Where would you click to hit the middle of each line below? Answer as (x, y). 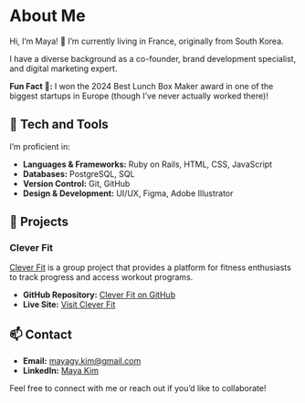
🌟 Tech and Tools (59, 124)
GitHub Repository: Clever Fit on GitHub (99, 295)
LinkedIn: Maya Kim (60, 371)
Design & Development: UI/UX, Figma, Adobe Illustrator (128, 193)
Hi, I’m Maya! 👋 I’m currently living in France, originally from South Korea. (147, 41)
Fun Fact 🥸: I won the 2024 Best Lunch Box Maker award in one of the (142, 86)
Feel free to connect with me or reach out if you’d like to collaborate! (138, 388)
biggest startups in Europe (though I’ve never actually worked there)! (139, 96)
